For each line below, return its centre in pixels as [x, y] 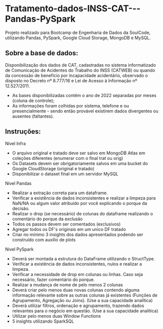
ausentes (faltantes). [33, 116]
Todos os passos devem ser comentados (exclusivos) [66, 224]
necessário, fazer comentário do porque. [53, 279]
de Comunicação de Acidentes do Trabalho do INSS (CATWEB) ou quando [80, 70]
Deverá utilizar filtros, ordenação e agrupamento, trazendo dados [78, 305]
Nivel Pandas [18, 183]
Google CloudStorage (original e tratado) [53, 168]
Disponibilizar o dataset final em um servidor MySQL [65, 174]
